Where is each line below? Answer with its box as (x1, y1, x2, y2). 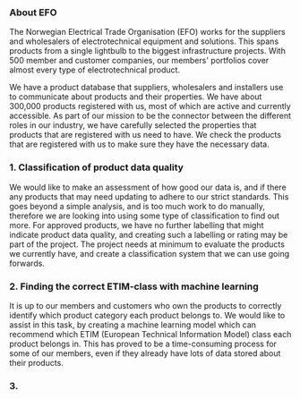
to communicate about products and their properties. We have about (9, 91, 262, 102)
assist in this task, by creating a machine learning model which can (9, 319, 257, 330)
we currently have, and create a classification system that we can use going (9, 248, 289, 259)
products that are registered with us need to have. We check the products (9, 130, 282, 140)
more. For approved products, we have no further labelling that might (9, 219, 264, 230)
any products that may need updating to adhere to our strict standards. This (9, 191, 289, 202)
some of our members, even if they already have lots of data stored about (9, 347, 281, 359)
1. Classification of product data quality (9, 161, 184, 174)
